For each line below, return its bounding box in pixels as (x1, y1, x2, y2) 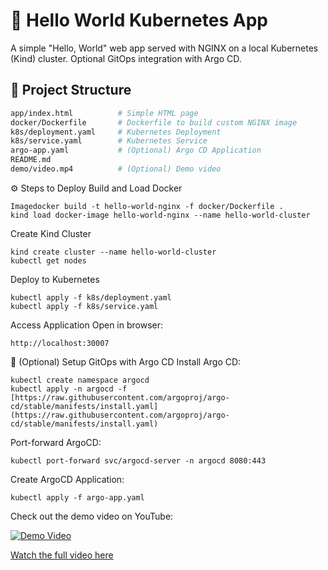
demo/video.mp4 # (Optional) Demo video (10, 164, 222, 174)
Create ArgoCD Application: (10, 473, 125, 485)
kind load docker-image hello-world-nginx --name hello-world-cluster (10, 210, 311, 220)
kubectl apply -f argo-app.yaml (10, 492, 145, 503)
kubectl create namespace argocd (10, 375, 150, 385)
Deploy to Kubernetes (10, 273, 100, 285)
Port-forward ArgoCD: (10, 436, 102, 448)
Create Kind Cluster (10, 227, 92, 239)
